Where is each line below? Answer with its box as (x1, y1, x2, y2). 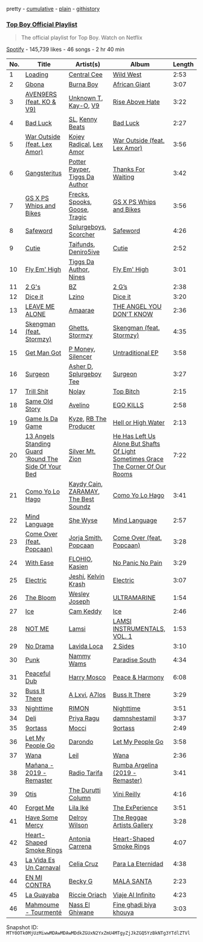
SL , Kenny (68, 115, 98, 124)
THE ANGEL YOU (112, 303, 162, 311)
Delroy (68, 813, 88, 822)
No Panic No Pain (112, 559, 163, 567)
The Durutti (68, 786, 101, 795)
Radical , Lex (68, 140, 103, 149)
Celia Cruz (68, 860, 98, 868)
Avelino (68, 401, 90, 409)
